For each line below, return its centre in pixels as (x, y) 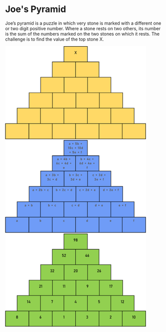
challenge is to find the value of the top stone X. (54, 39)
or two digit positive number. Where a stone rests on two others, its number (83, 28)
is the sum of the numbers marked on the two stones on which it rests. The (82, 34)
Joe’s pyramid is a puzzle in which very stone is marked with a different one (83, 23)
